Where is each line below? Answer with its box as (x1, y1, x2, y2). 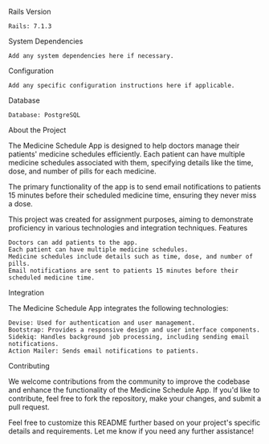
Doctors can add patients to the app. (8, 238, 138, 246)
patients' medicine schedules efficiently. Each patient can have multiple (8, 149, 246, 159)
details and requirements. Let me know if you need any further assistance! (8, 426, 255, 436)
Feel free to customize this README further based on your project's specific (8, 418, 261, 427)
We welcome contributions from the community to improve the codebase (8, 377, 251, 386)
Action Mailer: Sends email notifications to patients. (8, 347, 199, 355)
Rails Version (8, 7, 51, 16)
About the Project (8, 125, 67, 135)
